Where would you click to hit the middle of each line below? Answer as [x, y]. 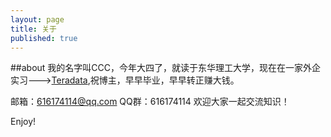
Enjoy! [23, 122]
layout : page [37, 19]
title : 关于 [33, 29]
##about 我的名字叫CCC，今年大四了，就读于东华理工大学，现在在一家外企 [166, 68]
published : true [44, 38]
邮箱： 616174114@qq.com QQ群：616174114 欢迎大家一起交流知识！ [150, 102]
